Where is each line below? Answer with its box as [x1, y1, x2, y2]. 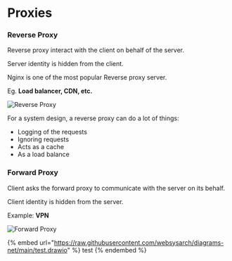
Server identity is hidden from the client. [7, 60, 124, 68]
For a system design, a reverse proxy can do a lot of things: [7, 114, 179, 122]
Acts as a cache [17, 143, 65, 151]
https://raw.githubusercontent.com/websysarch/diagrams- [53, 238, 224, 247]
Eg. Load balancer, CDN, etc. [7, 87, 93, 96]
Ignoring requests [17, 135, 69, 144]
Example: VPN [7, 211, 49, 219]
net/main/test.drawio [7, 246, 68, 254]
